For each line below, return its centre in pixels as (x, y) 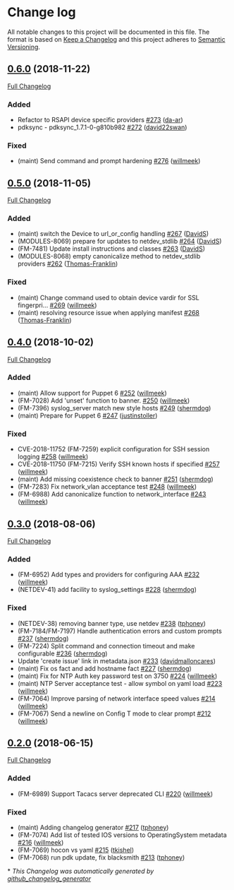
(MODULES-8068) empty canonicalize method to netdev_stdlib (109, 256)
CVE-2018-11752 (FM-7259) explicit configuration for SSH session (113, 449)
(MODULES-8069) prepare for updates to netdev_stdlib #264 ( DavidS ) (119, 242)
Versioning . (24, 47)
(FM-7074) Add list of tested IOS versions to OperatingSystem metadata (122, 835)
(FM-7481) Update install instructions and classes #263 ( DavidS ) (111, 249)
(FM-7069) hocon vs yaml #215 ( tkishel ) (76, 850)
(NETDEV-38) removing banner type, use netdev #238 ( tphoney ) (112, 623)
